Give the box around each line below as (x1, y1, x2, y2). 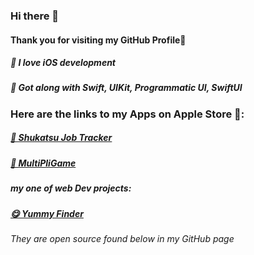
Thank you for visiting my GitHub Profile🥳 (10, 34, 187, 46)
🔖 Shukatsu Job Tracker (10, 132, 113, 144)
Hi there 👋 (10, 9, 60, 23)
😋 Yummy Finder (10, 207, 84, 219)
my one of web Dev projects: (10, 182, 132, 194)
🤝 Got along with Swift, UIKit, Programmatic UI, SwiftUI (10, 82, 243, 94)
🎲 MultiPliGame (10, 157, 77, 169)
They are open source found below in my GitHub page (10, 232, 235, 244)
